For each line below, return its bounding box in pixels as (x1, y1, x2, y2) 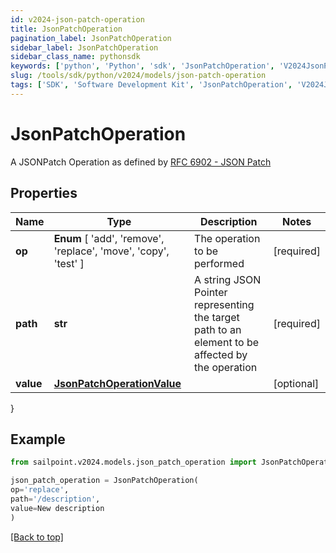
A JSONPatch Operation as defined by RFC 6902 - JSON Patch (10, 156, 272, 168)
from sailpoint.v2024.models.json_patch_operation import (10, 457, 257, 468)
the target (194, 310, 240, 324)
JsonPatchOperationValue (53, 376, 182, 390)
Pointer (194, 285, 228, 299)
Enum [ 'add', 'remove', (53, 231, 165, 245)
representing (194, 297, 255, 311)
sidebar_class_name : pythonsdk (10, 52, 141, 62)
